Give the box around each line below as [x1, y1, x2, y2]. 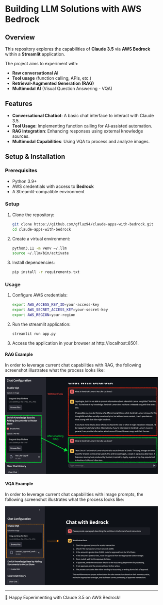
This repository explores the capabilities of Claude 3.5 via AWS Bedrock [5, 46, 150, 52]
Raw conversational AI [12, 70, 59, 76]
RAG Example [5, 351, 33, 357]
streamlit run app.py [12, 331, 56, 336]
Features [5, 100, 33, 108]
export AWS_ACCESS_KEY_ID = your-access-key [12, 302, 99, 307]
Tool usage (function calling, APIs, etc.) [12, 75, 92, 81]
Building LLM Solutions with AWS [5, 3, 142, 15]
